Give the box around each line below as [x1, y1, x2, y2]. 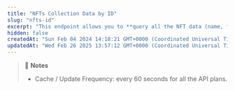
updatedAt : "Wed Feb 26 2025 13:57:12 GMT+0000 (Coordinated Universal [7, 42, 220, 49]
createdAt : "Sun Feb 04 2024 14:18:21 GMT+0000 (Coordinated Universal [7, 36, 220, 43]
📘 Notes [24, 62, 49, 69]
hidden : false [7, 29, 49, 37]
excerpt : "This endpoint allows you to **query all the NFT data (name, [7, 23, 224, 30]
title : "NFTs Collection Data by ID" [7, 10, 117, 17]
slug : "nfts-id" [7, 17, 55, 24]
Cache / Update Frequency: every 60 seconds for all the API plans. [34, 75, 228, 83]
